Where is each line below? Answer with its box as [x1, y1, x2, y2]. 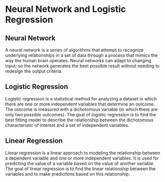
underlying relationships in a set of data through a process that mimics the [5, 52, 158, 58]
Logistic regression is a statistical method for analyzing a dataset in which [5, 95, 157, 101]
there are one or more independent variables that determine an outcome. [5, 101, 156, 107]
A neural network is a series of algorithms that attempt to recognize [5, 47, 144, 53]
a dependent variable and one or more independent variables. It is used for [5, 155, 159, 161]
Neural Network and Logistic [5, 3, 126, 15]
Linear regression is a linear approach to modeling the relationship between [5, 150, 161, 156]
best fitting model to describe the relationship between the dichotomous [5, 117, 154, 123]
